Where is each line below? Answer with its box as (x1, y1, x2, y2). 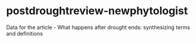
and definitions (6, 30, 43, 37)
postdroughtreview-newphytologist (6, 4, 188, 18)
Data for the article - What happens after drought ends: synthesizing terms (6, 24, 190, 31)
